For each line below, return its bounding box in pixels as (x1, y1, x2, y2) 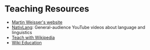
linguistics (11, 29, 32, 35)
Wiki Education (11, 39, 42, 45)
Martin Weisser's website (11, 19, 63, 25)
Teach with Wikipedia (11, 35, 55, 40)
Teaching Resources (4, 3, 90, 14)
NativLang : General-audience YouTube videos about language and (11, 24, 146, 30)
